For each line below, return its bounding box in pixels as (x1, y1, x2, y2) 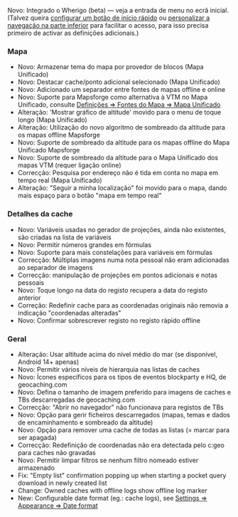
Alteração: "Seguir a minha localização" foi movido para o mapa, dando (17, 184, 227, 192)
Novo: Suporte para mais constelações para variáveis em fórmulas (17, 248, 213, 256)
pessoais (17, 278, 45, 287)
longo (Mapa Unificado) (17, 115, 87, 124)
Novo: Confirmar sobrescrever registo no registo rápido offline (17, 316, 201, 325)
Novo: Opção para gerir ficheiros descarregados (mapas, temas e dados (17, 410, 231, 419)
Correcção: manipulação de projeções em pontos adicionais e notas (17, 271, 218, 279)
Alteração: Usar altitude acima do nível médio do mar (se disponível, (17, 350, 218, 358)
